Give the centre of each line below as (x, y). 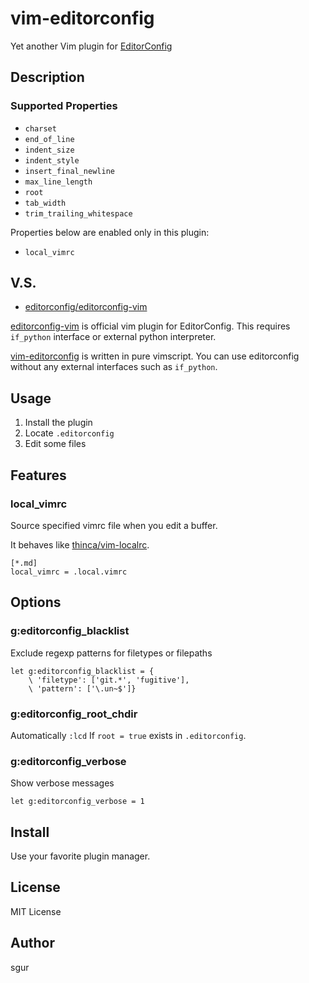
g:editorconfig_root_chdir (74, 714)
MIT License (36, 911)
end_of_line (49, 139)
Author (32, 943)
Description (47, 77)
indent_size (49, 150)
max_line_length (58, 182)
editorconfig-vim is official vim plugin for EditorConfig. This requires (150, 326)
